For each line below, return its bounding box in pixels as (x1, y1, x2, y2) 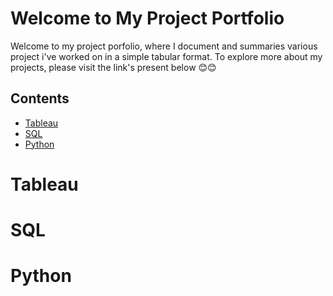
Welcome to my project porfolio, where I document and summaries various (10, 40, 318, 52)
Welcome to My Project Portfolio (10, 7, 285, 30)
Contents (10, 90, 70, 107)
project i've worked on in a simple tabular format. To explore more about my (10, 50, 323, 62)
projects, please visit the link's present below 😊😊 (10, 61, 217, 73)
